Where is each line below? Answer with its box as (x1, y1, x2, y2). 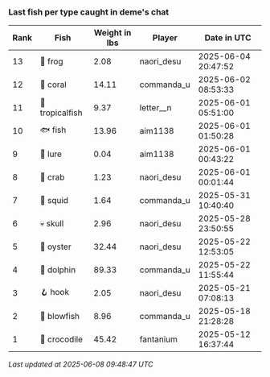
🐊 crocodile (39, 333, 83, 345)
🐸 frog (39, 56, 63, 67)
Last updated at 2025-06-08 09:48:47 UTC (8, 359, 154, 369)
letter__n (139, 102, 172, 114)
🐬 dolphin (39, 264, 76, 275)
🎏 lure (39, 148, 63, 159)
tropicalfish (39, 107, 83, 118)
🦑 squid (39, 195, 69, 206)
